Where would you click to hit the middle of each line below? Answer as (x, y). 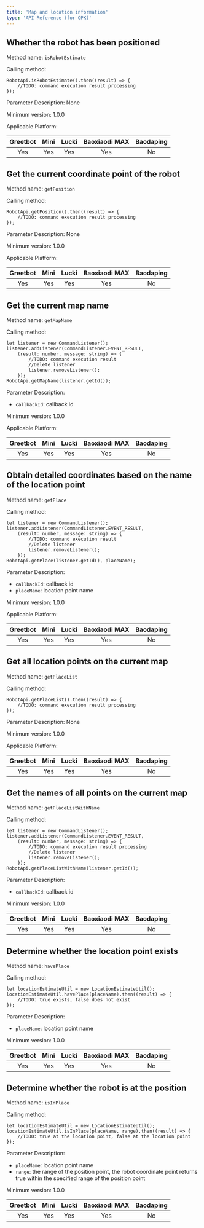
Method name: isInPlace (38, 1103)
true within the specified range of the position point (80, 1178)
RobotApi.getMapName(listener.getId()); (59, 381)
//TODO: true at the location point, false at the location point (104, 1136)
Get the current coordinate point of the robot (93, 174)
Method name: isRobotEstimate (46, 57)
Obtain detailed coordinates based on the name (99, 475)
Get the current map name (58, 305)
